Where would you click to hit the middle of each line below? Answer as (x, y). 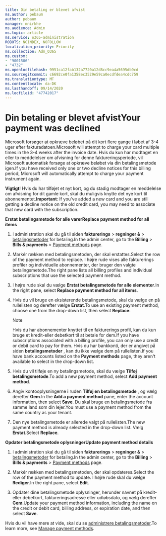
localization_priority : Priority (40, 47)
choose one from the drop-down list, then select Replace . (71, 311)
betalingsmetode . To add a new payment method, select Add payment (84, 376)
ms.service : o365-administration (40, 38)
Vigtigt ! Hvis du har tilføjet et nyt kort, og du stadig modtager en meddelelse (83, 188)
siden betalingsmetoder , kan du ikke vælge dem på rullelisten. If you (83, 351)
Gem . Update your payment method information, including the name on (84, 503)
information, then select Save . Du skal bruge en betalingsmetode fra (82, 402)
